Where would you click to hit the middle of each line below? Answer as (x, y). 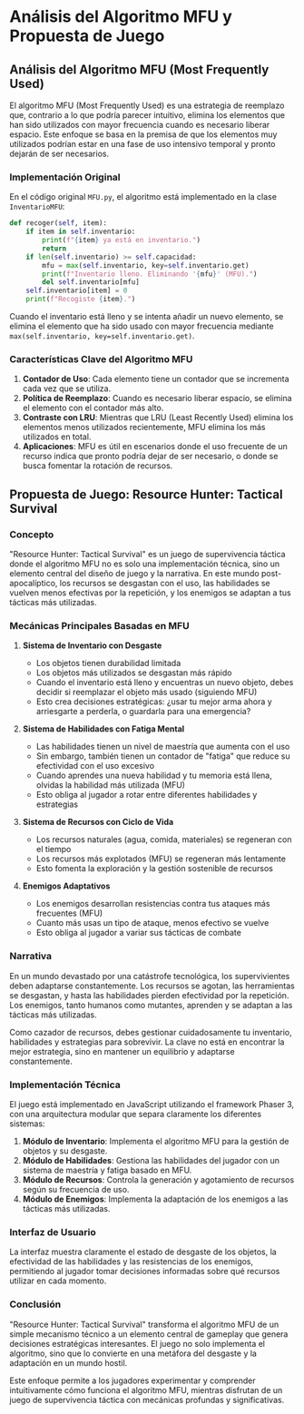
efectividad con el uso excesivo (95, 766)
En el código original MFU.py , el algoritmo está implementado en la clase (143, 197)
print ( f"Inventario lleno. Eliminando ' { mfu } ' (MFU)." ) (150, 274)
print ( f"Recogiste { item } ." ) (81, 299)
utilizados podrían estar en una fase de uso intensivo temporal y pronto (142, 144)
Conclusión (35, 1304)
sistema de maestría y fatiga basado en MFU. (107, 1170)
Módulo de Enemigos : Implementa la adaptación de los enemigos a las (155, 1199)
